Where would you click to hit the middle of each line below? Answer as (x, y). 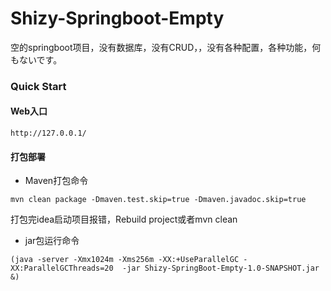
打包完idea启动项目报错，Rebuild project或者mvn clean (124, 219)
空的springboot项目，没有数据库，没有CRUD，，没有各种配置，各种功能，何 (166, 47)
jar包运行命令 (52, 241)
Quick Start (38, 86)
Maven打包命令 (56, 181)
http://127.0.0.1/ (48, 133)
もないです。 (36, 59)
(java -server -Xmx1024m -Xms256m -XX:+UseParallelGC (125, 260)
